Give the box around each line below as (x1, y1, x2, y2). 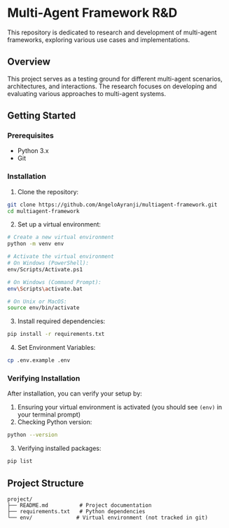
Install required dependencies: (17, 317, 106, 325)
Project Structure (7, 477, 84, 489)
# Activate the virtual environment (7, 253, 114, 260)
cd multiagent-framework (7, 208, 80, 215)
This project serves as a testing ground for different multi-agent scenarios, (7, 74, 223, 83)
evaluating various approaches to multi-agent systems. (7, 89, 167, 97)
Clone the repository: (17, 187, 79, 196)
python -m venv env (7, 241, 64, 248)
